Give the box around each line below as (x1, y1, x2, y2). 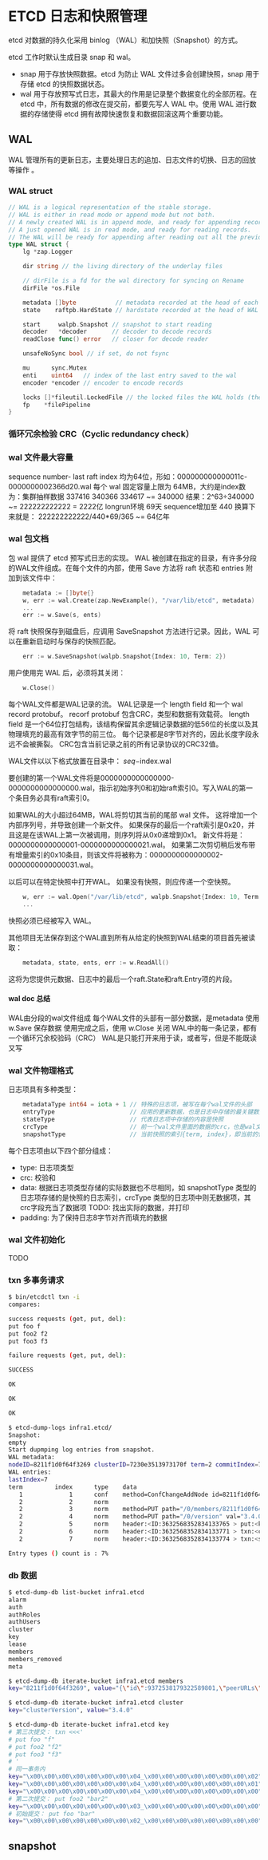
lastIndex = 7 (8, 1475, 48, 1483)
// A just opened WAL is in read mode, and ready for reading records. (8, 225, 251, 234)
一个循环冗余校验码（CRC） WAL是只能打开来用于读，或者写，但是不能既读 (8, 1033, 257, 1043)
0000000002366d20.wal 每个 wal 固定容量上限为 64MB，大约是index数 (8, 481, 246, 491)
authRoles (8, 1610, 41, 1619)
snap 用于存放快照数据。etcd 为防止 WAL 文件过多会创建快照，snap (19, 69, 244, 78)
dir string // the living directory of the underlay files (22, 263, 223, 271)
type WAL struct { (8, 240, 69, 248)
